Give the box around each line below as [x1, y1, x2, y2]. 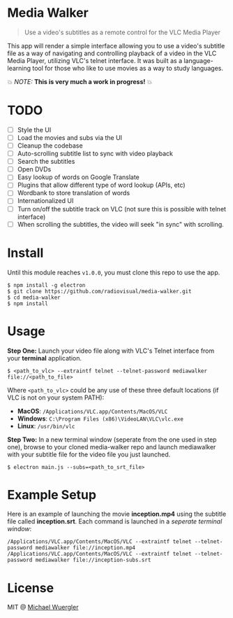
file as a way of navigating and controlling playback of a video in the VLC [7, 49, 217, 57]
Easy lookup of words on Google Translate [17, 173, 140, 181]
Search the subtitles [17, 157, 75, 166]
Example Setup [7, 486, 96, 503]
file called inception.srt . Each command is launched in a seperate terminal [7, 517, 223, 526]
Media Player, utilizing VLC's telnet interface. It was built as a [7, 56, 183, 64]
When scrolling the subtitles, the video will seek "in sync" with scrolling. [17, 220, 225, 228]
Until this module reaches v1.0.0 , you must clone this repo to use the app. [7, 268, 220, 276]
